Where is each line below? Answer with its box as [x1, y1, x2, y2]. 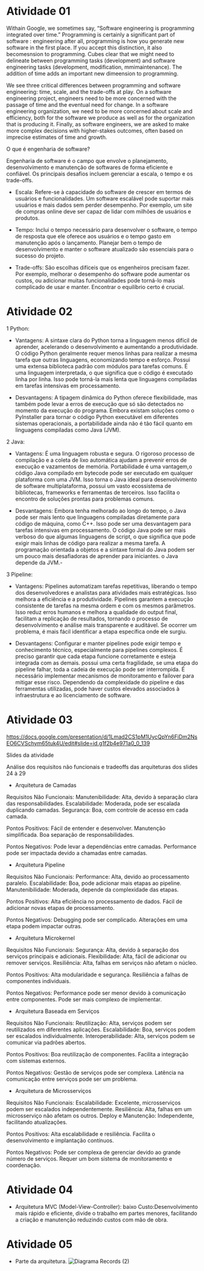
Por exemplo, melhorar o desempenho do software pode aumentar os [15, 270, 191, 277]
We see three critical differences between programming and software [6, 81, 181, 89]
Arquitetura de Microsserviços [15, 1087, 91, 1094]
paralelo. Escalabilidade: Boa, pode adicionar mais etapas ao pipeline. [6, 879, 181, 887]
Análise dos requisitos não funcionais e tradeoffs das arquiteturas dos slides [6, 763, 198, 770]
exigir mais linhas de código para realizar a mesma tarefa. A [15, 539, 166, 546]
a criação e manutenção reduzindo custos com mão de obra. [15, 1216, 169, 1223]
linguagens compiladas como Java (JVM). [15, 426, 121, 434]
